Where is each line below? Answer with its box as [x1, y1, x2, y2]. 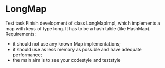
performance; [12, 52, 42, 58]
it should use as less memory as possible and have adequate [12, 46, 142, 52]
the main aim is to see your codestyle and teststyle [12, 57, 121, 63]
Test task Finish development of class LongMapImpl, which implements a [5, 20, 160, 26]
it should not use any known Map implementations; [12, 40, 121, 47]
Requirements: [5, 31, 36, 37]
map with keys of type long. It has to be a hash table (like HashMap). [5, 25, 151, 31]
